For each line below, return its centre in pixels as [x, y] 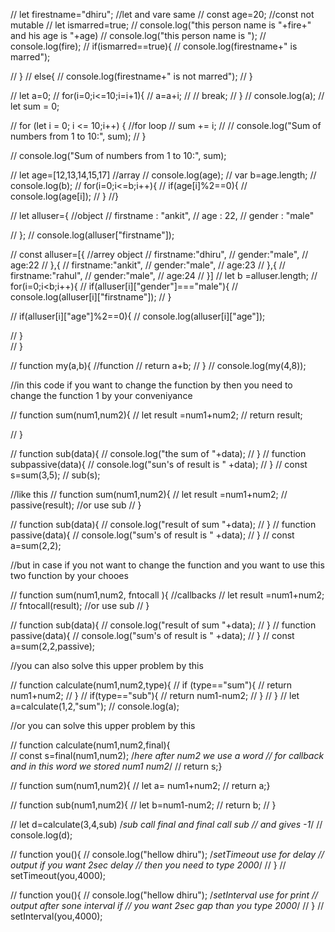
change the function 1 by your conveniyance [101, 395]
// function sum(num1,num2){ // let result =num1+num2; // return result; [156, 415]
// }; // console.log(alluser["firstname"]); [92, 235]
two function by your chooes [69, 575]
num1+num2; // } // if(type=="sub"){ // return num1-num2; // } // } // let [155, 695]
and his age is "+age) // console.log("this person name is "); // [138, 35]
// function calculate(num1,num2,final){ [90, 745]
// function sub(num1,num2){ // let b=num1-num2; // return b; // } [143, 805]
